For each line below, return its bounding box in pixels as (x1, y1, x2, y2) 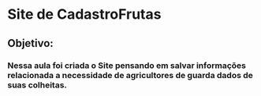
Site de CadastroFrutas (7, 5, 162, 23)
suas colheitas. (7, 80, 68, 91)
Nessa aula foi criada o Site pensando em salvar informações (7, 60, 246, 71)
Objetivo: (7, 37, 54, 50)
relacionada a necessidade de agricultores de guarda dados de (7, 69, 254, 80)
